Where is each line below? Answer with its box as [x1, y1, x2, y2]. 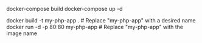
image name [6, 30, 38, 37]
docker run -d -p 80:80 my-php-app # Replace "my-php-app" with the [6, 24, 184, 30]
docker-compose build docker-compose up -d [6, 5, 123, 12]
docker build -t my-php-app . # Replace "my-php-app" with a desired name [6, 17, 196, 24]
